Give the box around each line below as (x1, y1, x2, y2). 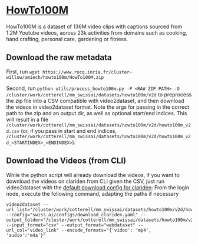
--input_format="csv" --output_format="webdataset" (6, 222, 136, 228)
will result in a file (6, 116, 49, 123)
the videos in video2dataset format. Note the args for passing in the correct (6, 103, 190, 111)
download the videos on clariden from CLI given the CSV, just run (6, 178, 165, 185)
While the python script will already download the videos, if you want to (6, 171, 180, 178)
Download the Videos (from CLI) (6, 156, 127, 166)
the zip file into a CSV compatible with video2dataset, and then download (6, 97, 184, 104)
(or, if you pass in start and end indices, (20, 127, 117, 134)
